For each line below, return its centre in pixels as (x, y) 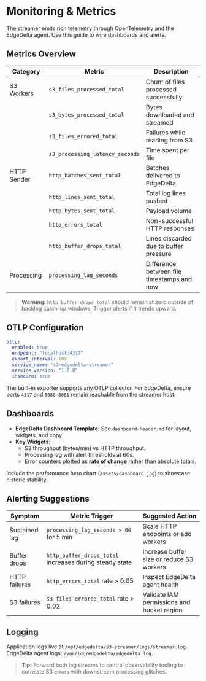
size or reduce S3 (168, 559)
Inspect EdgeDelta (169, 577)
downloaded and (170, 115)
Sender (20, 179)
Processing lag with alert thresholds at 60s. (79, 454)
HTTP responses (170, 228)
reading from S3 (170, 140)
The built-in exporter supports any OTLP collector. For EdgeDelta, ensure (99, 387)
